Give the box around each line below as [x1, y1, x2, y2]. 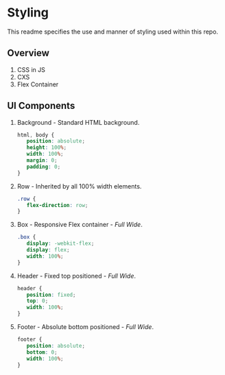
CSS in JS [16, 65, 46, 73]
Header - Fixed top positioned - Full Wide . [16, 271, 136, 280]
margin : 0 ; [26, 157, 58, 164]
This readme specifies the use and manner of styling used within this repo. [7, 27, 218, 36]
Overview [7, 47, 50, 59]
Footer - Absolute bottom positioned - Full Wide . [16, 323, 154, 331]
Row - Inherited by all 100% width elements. [16, 182, 142, 190]
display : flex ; [26, 247, 70, 254]
